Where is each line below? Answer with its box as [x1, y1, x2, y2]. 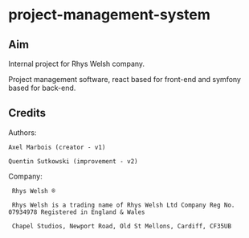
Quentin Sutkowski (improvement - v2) [8, 157, 138, 166]
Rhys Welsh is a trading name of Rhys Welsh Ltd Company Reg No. [11, 201, 235, 209]
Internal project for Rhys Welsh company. [8, 59, 145, 68]
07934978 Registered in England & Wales [8, 207, 146, 216]
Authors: [8, 127, 37, 137]
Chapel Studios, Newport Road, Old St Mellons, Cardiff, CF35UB [11, 222, 231, 230]
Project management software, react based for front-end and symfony [8, 75, 241, 84]
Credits [8, 106, 47, 120]
